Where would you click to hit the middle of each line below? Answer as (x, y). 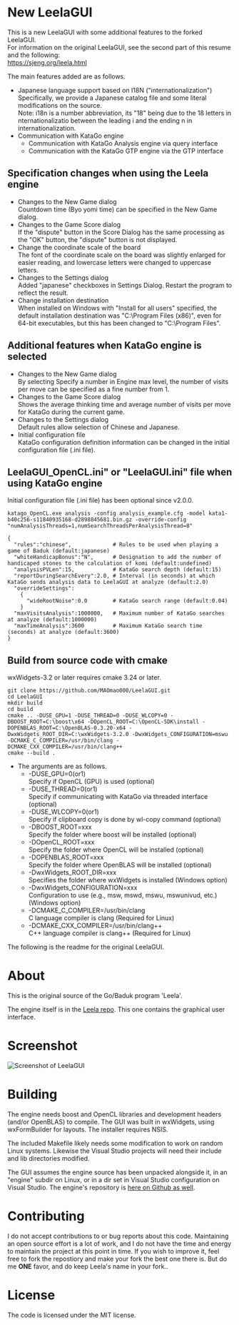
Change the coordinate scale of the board (79, 247)
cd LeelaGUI (25, 697)
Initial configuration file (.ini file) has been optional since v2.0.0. (101, 500)
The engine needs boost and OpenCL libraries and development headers (115, 1114)
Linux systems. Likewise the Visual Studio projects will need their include (115, 1151)
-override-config (161, 520)
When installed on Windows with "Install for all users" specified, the (117, 308)
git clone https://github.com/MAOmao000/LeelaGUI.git (89, 691)
